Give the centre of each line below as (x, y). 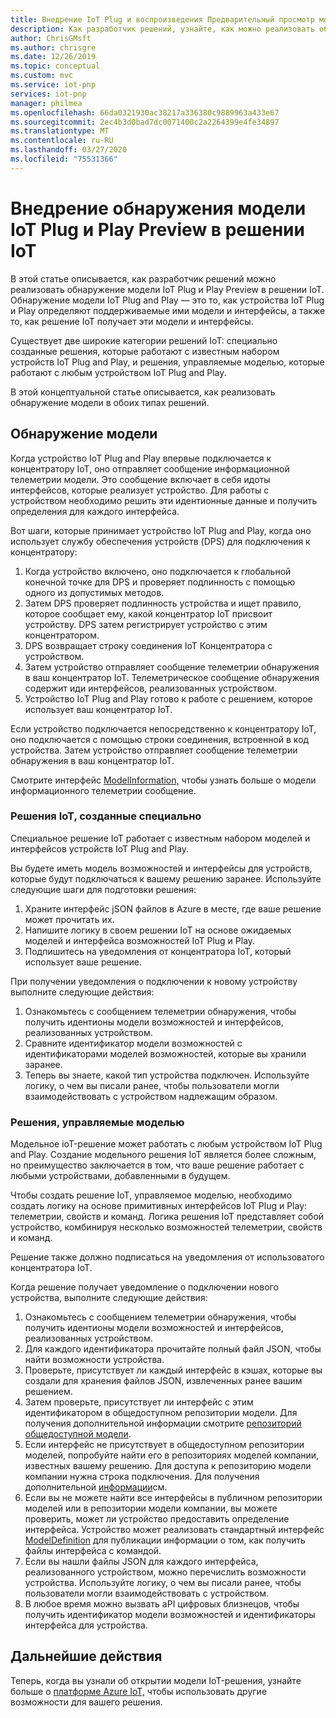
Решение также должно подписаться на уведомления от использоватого (167, 1257)
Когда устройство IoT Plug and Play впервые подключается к (141, 458)
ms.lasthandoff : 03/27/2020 (69, 150)
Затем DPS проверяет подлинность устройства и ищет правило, (163, 603)
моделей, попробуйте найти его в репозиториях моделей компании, (172, 1455)
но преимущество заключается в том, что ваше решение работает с (157, 1165)
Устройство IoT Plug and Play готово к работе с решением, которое (168, 698)
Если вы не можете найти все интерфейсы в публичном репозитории (173, 1498)
